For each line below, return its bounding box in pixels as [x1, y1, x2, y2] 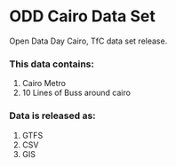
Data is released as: [9, 109, 96, 122]
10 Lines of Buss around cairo [21, 87, 132, 99]
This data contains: [9, 58, 95, 70]
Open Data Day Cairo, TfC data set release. [9, 36, 168, 46]
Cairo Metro [21, 78, 67, 89]
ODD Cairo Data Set [9, 6, 156, 27]
